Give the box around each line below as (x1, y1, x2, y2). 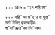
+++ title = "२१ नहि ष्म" (5, 5, 47, 10)
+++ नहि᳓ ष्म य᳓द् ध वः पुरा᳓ (5, 15, 51, 20)
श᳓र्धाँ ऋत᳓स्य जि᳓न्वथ (5, 25, 41, 31)
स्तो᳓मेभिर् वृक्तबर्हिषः (5, 20, 36, 25)
